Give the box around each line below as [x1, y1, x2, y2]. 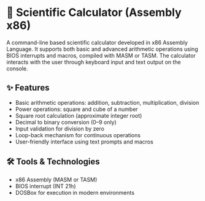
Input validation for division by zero [15, 125, 104, 132]
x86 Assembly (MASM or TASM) [15, 176, 98, 183]
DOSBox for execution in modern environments [15, 189, 135, 196]
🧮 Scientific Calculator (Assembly [6, 6, 182, 20]
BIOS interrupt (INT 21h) [15, 182, 76, 189]
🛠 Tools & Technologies [6, 156, 100, 167]
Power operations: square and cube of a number [15, 105, 138, 113]
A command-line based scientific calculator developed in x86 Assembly [6, 39, 188, 46]
